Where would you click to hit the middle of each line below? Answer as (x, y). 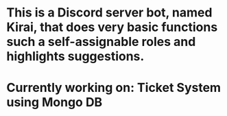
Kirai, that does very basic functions (112, 27)
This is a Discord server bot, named (109, 13)
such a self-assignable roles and (101, 42)
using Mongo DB (55, 103)
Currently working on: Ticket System (113, 88)
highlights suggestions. (75, 57)
